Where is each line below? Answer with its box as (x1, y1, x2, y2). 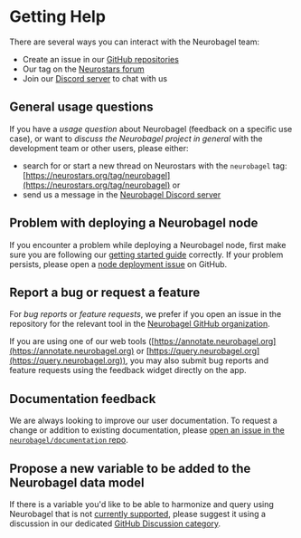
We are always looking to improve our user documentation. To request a (9, 415, 277, 427)
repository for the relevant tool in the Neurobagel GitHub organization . (9, 319, 270, 330)
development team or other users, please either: (9, 142, 189, 153)
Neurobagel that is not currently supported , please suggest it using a (9, 509, 267, 519)
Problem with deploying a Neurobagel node (9, 216, 259, 231)
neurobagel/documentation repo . (9, 435, 128, 446)
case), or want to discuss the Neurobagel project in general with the (9, 133, 263, 144)
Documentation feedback (9, 391, 156, 407)
